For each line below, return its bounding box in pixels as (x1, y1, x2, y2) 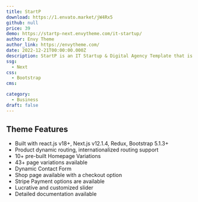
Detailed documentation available (14, 191, 97, 198)
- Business (11, 97, 39, 103)
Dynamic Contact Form (14, 165, 72, 172)
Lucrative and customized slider (14, 184, 93, 191)
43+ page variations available (14, 159, 88, 166)
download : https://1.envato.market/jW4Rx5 (6, 14, 113, 20)
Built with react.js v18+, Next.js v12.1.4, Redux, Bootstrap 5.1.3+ (14, 140, 169, 147)
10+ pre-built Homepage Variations (14, 153, 101, 160)
